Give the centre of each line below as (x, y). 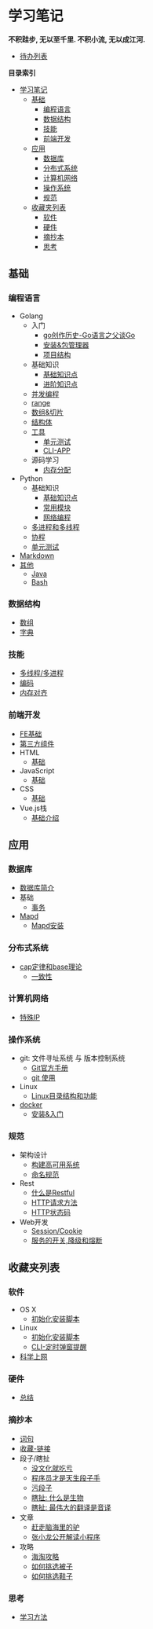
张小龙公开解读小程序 (66, 1536)
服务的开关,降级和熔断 (67, 1240)
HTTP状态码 (51, 1213)
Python (31, 478)
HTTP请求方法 (55, 1202)
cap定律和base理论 (51, 967)
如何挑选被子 (52, 1566)
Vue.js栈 (33, 808)
